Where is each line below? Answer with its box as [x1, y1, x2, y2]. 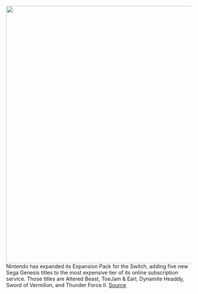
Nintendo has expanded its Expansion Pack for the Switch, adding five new [6, 263, 189, 270]
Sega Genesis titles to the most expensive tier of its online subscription [6, 269, 179, 276]
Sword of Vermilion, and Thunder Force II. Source [6, 282, 127, 288]
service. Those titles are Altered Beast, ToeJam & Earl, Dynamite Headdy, [6, 275, 184, 282]
